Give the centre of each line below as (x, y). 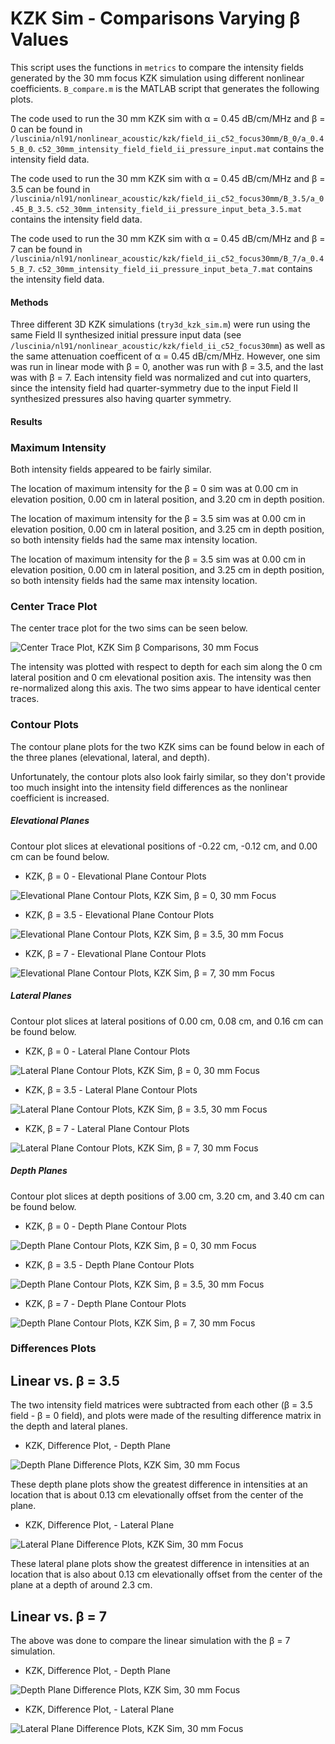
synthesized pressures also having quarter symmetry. (121, 399)
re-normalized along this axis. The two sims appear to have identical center (166, 688)
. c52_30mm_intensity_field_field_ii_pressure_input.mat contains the (178, 148)
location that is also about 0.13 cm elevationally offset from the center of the (166, 1574)
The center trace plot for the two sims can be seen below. (129, 628)
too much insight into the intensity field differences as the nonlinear (149, 787)
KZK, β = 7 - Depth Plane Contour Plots (105, 1303)
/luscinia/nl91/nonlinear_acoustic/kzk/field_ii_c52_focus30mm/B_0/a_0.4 (167, 138)
